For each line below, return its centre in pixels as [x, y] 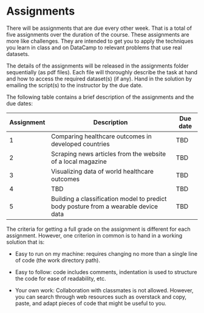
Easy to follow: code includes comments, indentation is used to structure [106, 272]
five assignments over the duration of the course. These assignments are [98, 34]
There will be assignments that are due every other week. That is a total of [99, 28]
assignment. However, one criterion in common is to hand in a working [94, 235]
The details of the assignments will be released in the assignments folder [98, 66]
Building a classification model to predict [109, 199]
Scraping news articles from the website [109, 153]
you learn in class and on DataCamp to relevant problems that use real [94, 47]
